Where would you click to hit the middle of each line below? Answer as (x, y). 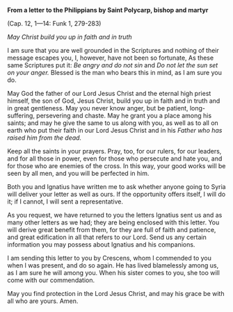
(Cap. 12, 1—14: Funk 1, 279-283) (54, 23)
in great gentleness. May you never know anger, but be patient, (98, 108)
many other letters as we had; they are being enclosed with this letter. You (113, 222)
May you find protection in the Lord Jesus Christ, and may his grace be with (116, 294)
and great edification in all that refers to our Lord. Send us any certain (107, 237)
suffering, (21, 115)
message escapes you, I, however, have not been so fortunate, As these (111, 58)
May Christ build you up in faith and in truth (70, 37)
